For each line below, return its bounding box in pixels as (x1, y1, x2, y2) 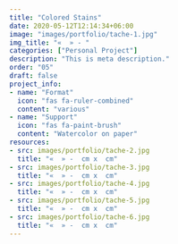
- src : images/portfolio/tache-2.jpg (9, 146, 150, 155)
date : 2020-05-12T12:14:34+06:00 (9, 21, 134, 30)
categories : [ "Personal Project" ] (9, 46, 139, 55)
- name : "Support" (9, 113, 78, 122)
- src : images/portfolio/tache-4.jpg (9, 180, 150, 189)
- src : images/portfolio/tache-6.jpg (9, 212, 150, 222)
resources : (9, 138, 50, 147)
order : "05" (9, 63, 54, 72)
